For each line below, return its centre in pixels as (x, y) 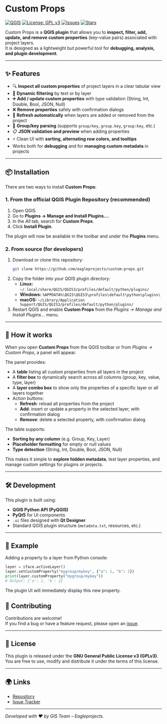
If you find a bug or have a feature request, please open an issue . (72, 623)
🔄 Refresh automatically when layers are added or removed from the (83, 115)
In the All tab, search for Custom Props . (53, 221)
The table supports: (25, 429)
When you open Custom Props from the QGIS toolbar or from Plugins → (79, 347)
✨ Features (23, 74)
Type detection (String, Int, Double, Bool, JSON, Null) (67, 449)
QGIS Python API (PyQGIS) (40, 509)
